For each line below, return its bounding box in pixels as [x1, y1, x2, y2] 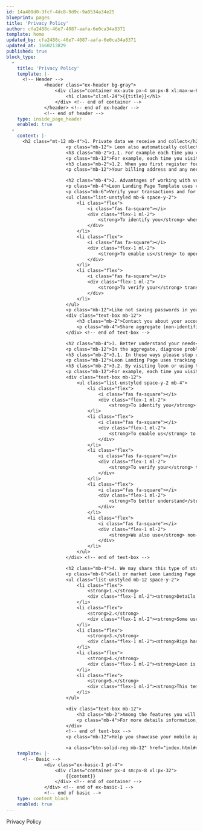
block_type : [6, 54, 36, 60]
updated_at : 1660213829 [6, 43, 66, 49]
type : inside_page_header [17, 116, 83, 122]
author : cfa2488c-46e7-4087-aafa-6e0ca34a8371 [6, 25, 126, 32]
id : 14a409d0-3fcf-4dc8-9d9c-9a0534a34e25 [6, 8, 115, 15]
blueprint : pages [6, 15, 50, 21]
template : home [6, 31, 45, 38]
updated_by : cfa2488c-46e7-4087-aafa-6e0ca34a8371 [6, 37, 137, 43]
